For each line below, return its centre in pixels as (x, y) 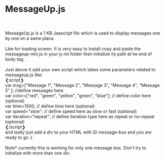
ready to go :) (19, 137)
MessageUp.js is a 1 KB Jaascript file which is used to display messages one (83, 33)
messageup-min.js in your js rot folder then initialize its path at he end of (79, 54)
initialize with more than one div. (38, 153)
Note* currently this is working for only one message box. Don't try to (76, 148)
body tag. (15, 59)
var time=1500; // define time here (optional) (50, 106)
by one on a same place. (30, 38)
